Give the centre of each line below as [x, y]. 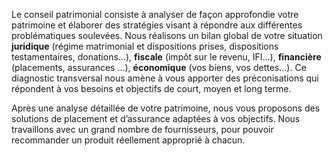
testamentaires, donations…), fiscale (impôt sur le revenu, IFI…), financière [166, 57]
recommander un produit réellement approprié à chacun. [128, 140]
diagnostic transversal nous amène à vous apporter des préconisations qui [165, 78]
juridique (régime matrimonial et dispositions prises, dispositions [145, 46]
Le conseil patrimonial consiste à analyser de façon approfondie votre [155, 14]
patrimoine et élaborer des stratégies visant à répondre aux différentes [157, 25]
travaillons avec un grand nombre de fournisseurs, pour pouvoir [142, 129]
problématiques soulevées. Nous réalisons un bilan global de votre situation [167, 35]
